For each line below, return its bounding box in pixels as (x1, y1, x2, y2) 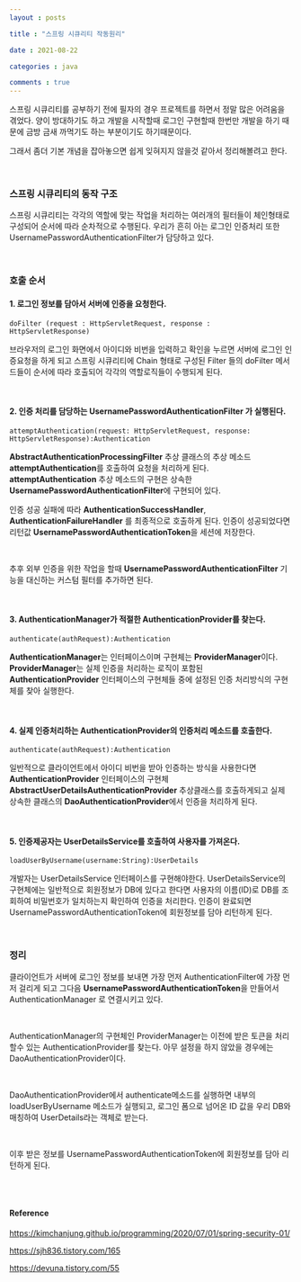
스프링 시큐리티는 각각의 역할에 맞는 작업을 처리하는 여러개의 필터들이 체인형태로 (9, 210, 290, 220)
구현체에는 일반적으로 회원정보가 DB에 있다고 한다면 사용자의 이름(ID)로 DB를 (9, 884, 280, 895)
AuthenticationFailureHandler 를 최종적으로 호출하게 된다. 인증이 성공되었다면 (9, 515, 290, 526)
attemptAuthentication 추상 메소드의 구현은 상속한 (9, 473, 193, 484)
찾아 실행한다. (25, 685, 75, 695)
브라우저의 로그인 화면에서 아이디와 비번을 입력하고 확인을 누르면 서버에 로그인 (9, 344, 283, 354)
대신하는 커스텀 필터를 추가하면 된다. (25, 574, 154, 585)
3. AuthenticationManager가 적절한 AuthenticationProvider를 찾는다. (9, 614, 267, 625)
